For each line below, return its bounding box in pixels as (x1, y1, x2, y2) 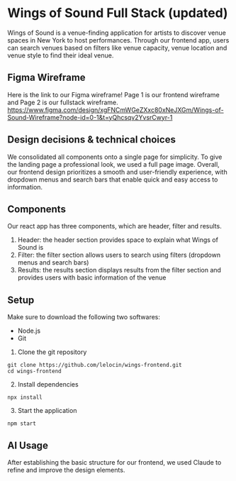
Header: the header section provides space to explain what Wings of (17, 236, 218, 244)
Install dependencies (17, 380, 79, 389)
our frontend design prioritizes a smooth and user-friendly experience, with (7, 167, 228, 176)
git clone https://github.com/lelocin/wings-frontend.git (7, 362, 182, 369)
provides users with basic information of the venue (17, 273, 167, 282)
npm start (7, 420, 37, 427)
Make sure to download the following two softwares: (7, 313, 161, 321)
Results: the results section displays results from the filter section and (17, 266, 222, 275)
